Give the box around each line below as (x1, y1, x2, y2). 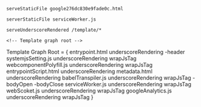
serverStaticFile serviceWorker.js (6, 16, 97, 22)
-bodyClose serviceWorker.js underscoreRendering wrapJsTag (34, 81, 192, 88)
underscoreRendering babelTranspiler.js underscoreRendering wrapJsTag (6, 74, 191, 81)
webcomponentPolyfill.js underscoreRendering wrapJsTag (6, 61, 153, 68)
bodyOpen (6, 81, 33, 88)
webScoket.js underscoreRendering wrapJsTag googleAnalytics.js (6, 87, 172, 94)
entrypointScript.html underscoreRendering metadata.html (6, 67, 153, 75)
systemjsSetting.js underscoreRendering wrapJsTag (6, 55, 137, 62)
